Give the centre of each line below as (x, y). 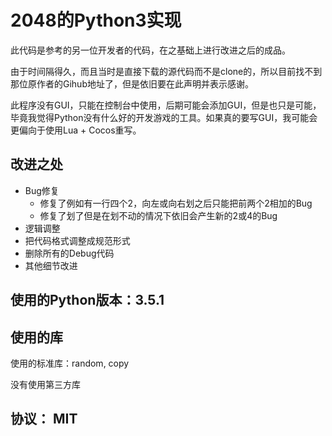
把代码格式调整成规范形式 (77, 240)
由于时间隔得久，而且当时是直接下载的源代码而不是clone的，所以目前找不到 (166, 71)
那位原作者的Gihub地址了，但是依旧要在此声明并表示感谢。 (132, 83)
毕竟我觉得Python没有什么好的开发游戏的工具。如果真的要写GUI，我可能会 (164, 117)
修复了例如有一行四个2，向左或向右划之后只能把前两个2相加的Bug (176, 203)
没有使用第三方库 (45, 384)
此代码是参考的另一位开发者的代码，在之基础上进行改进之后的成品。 (150, 50)
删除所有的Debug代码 (69, 253)
